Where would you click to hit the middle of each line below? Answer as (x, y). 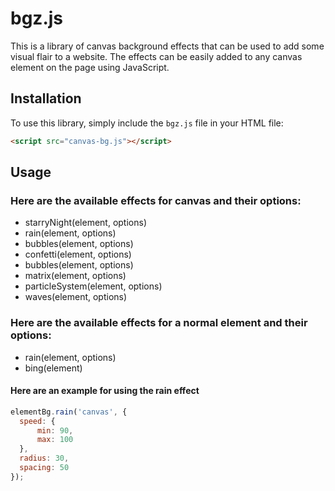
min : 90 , (55, 430)
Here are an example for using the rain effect (105, 391)
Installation (46, 98)
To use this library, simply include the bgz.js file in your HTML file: (147, 123)
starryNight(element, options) (86, 223)
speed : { (37, 421)
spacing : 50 (44, 468)
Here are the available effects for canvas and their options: (156, 200)
